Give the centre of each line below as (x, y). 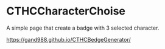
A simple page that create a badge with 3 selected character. (83, 28)
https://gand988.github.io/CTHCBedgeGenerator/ (68, 39)
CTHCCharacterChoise (66, 11)
